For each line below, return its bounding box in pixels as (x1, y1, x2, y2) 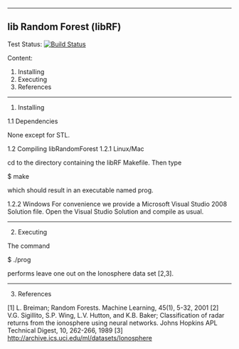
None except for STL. (7, 130, 70, 139)
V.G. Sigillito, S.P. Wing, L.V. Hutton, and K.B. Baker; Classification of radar (7, 311, 225, 319)
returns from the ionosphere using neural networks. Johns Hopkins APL (7, 318, 218, 327)
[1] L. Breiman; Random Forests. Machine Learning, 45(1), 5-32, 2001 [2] (7, 303, 219, 312)
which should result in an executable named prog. (7, 186, 154, 194)
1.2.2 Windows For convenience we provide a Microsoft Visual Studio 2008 (7, 199, 228, 208)
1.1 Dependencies (7, 117, 58, 125)
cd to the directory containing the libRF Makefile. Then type (7, 158, 182, 167)
